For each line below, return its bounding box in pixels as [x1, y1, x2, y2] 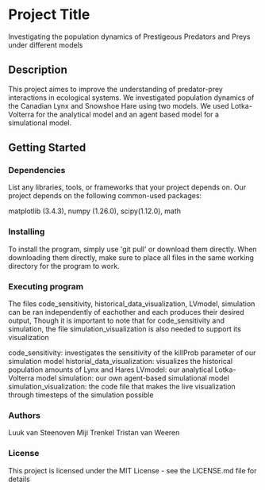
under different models [8, 40, 83, 49]
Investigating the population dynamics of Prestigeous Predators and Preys [8, 32, 251, 41]
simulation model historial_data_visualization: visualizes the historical [8, 357, 232, 366]
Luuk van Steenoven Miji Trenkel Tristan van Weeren [8, 428, 180, 438]
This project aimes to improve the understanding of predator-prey [8, 84, 224, 94]
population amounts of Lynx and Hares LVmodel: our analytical [8, 365, 213, 374]
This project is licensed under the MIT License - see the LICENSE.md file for [8, 465, 257, 475]
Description [8, 63, 67, 77]
